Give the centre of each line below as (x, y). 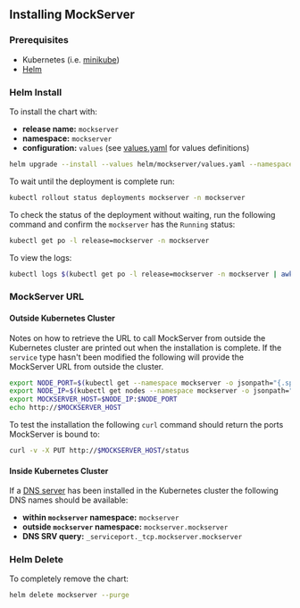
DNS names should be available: (69, 500)
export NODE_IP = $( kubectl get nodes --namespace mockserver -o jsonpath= (150, 391)
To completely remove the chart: (69, 579)
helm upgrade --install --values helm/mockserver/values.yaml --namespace (151, 164)
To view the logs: (41, 257)
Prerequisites (39, 40)
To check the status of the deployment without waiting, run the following (142, 214)
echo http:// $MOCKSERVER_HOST (66, 408)
